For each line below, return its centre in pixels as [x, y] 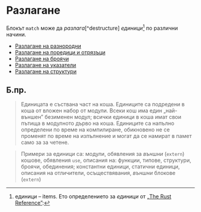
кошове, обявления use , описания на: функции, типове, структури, [106, 160]
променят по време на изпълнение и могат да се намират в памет [106, 136]
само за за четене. [45, 142]
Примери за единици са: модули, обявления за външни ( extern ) [103, 154]
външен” [32, 117]
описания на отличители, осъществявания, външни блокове [98, 173]
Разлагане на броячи [42, 59]
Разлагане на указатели [45, 65]
